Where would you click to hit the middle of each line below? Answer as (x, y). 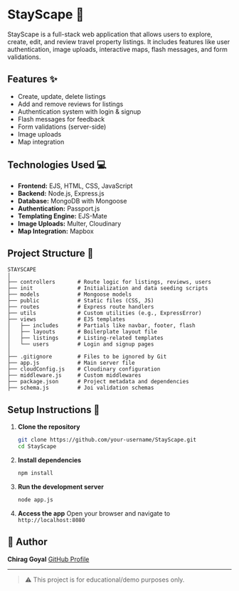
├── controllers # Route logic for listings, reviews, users (110, 282)
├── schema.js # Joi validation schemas (81, 388)
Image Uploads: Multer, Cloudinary (69, 223)
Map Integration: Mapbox (55, 231)
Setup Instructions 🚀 (54, 409)
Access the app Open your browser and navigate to (94, 513)
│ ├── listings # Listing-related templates (85, 338)
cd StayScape (37, 447)
